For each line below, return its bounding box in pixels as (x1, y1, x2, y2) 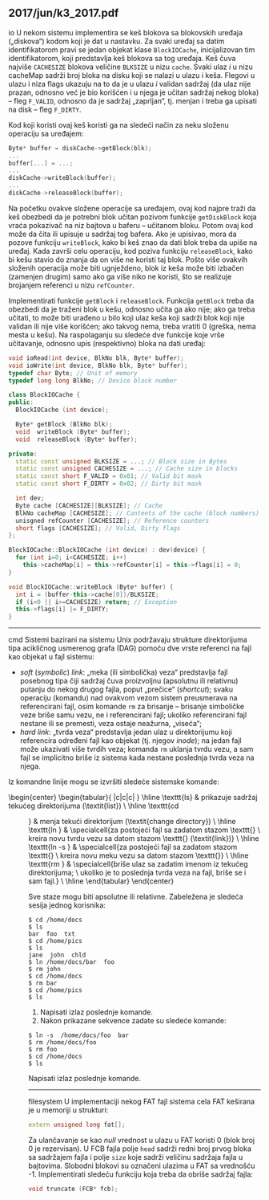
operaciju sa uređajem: (8, 129, 84, 138)
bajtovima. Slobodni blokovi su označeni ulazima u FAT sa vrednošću (28, 1161, 255, 1171)
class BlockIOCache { (8, 391, 81, 399)
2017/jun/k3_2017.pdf (8, 6, 119, 20)
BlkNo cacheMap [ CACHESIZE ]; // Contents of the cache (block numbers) (15, 509, 260, 517)
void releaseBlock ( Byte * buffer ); (15, 435, 138, 443)
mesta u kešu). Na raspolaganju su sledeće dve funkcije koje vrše (8, 329, 225, 340)
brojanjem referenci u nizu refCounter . (8, 280, 134, 290)
